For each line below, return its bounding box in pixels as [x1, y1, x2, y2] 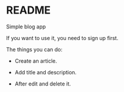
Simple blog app [6, 23, 46, 30]
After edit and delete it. [14, 80, 71, 87]
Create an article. [14, 57, 58, 64]
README [6, 4, 51, 17]
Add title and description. [14, 68, 77, 75]
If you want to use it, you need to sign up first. [6, 34, 119, 41]
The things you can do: [6, 45, 63, 53]
